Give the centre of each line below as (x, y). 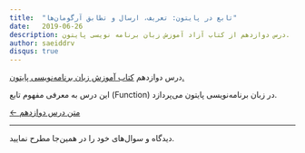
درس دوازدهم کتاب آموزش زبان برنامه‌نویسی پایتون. (97, 77)
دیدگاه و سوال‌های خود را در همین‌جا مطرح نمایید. (92, 139)
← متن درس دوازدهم (45, 112)
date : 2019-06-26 (46, 26)
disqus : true (34, 52)
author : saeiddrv (42, 43)
